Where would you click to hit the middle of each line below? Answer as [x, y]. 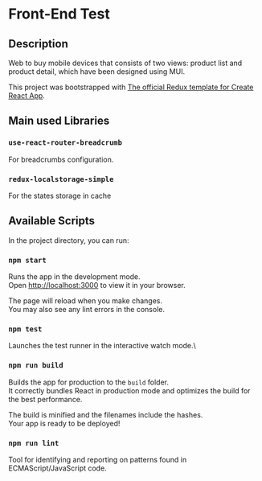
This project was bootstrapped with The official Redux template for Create [131, 87]
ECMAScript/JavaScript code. [57, 468]
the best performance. [45, 399]
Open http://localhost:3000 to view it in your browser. [97, 286]
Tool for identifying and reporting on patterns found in [98, 459]
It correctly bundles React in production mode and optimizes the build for [129, 390]
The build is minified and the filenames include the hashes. [106, 414]
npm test [25, 329]
